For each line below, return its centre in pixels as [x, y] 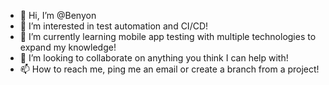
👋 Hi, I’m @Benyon [58, 15]
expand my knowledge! [68, 47]
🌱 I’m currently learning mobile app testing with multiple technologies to [168, 36]
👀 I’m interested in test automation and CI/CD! [114, 26]
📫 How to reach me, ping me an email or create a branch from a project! [169, 69]
